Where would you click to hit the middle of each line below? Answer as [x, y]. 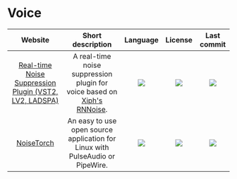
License [179, 40]
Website [35, 40]
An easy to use [92, 120]
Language [141, 40]
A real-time [92, 56]
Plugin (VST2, [35, 91]
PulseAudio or [92, 156]
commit [213, 44]
